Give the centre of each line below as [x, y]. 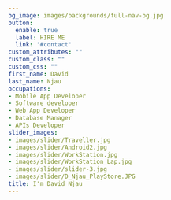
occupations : [30, 89]
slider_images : [33, 132]
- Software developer [44, 103]
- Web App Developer [42, 111]
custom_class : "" [37, 60]
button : [21, 23]
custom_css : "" [33, 67]
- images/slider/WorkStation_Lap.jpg [70, 162]
